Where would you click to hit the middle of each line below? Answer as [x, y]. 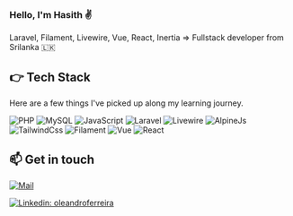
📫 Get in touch [52, 159]
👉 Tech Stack [50, 77]
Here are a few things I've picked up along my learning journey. [127, 103]
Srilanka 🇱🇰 [32, 48]
